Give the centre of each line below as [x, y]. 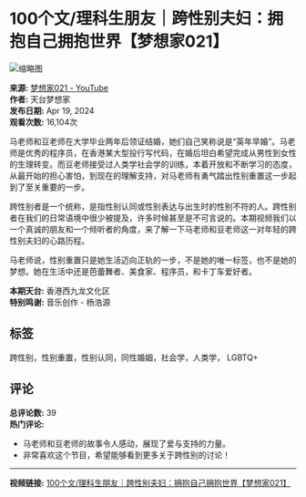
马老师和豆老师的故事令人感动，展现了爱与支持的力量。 [126, 443]
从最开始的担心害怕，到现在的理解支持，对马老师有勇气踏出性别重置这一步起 [153, 175]
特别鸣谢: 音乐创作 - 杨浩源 [60, 302]
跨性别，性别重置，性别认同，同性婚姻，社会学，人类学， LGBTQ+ [134, 357]
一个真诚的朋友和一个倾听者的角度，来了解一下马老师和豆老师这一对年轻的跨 [153, 229]
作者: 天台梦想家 [40, 99]
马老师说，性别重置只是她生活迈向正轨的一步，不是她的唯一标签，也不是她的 [153, 260]
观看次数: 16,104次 [43, 122]
